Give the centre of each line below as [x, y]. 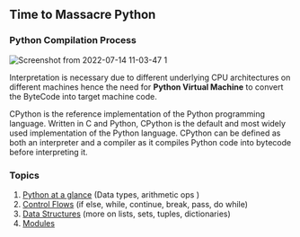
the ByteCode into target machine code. [83, 96]
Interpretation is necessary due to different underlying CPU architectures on [150, 77]
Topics [25, 175]
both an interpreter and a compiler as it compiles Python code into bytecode [150, 142]
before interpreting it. [49, 152]
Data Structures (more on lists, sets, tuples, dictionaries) [126, 214]
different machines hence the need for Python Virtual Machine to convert [146, 87]
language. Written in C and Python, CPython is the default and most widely [147, 123]
